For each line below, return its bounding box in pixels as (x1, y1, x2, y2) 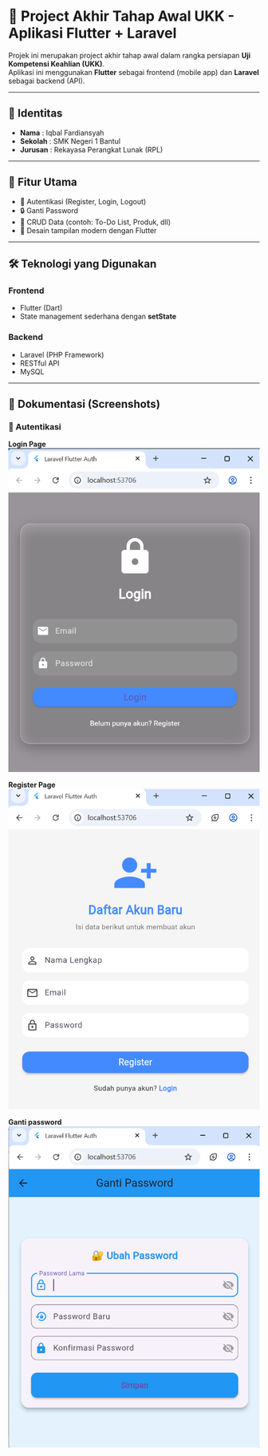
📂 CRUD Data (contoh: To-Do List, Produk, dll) (19, 217, 171, 227)
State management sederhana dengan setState (19, 311, 177, 322)
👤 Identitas (8, 107, 63, 121)
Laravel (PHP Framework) (19, 350, 104, 359)
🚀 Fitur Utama (8, 176, 77, 189)
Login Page (8, 439, 46, 449)
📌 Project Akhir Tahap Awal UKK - (8, 7, 235, 26)
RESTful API (19, 358, 60, 368)
